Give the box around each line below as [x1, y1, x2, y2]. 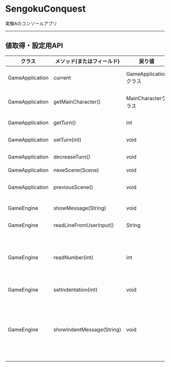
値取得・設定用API [5, 42, 63, 50]
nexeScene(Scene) [53, 167, 100, 174]
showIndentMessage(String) [53, 326, 121, 333]
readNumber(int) [53, 254, 94, 261]
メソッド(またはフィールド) [55, 58, 120, 65]
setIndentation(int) [53, 286, 98, 293]
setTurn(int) [53, 136, 82, 143]
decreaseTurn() [53, 153, 91, 160]
